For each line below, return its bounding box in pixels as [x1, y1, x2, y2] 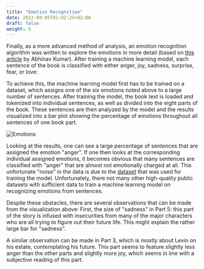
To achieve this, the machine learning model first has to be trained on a [6, 80, 185, 87]
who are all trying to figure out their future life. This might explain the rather [6, 219, 195, 226]
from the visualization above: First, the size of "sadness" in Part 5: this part [6, 206, 194, 213]
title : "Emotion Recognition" [6, 9, 83, 15]
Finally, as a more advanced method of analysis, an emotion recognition [6, 43, 187, 50]
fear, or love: [6, 68, 38, 76]
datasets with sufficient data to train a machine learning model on [6, 181, 171, 188]
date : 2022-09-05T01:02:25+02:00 [6, 15, 91, 21]
